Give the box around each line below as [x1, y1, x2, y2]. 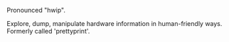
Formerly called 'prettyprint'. [6, 27, 90, 35]
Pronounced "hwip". [6, 6, 65, 14]
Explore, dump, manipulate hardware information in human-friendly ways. [6, 20, 223, 27]
